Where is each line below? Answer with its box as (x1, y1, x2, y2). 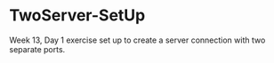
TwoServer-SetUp (9, 5, 146, 26)
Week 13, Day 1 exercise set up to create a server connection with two (9, 35, 266, 45)
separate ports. (9, 43, 66, 54)
